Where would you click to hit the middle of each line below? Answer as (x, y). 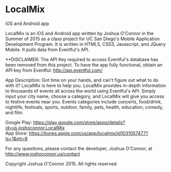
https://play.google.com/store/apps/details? (79, 122)
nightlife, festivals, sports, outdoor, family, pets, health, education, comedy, (84, 107)
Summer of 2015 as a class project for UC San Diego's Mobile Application (82, 39)
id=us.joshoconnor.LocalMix (35, 128)
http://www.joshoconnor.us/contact (43, 154)
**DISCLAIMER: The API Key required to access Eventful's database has (82, 59)
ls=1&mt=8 (17, 138)
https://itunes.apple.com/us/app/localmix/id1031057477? (89, 133)
